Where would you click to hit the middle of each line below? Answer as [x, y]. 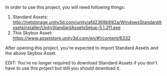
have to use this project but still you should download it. [63, 68]
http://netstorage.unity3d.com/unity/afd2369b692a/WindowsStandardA [87, 22]
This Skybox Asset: [32, 33]
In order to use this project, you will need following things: [65, 7]
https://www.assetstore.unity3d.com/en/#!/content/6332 [71, 38]
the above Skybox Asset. [31, 53]
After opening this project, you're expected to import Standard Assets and [82, 48]
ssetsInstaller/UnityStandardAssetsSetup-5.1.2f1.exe [66, 27]
